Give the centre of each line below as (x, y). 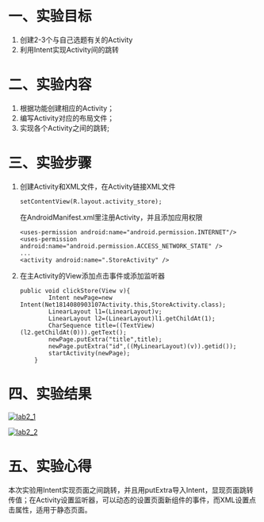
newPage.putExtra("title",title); (105, 339)
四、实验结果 (50, 394)
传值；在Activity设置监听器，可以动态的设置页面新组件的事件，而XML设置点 (132, 500)
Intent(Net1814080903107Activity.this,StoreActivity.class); (123, 305)
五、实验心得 (50, 466)
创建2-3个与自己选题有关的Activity (76, 40)
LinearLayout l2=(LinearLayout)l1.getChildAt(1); (132, 318)
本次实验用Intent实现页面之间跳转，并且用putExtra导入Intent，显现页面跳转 (131, 489)
